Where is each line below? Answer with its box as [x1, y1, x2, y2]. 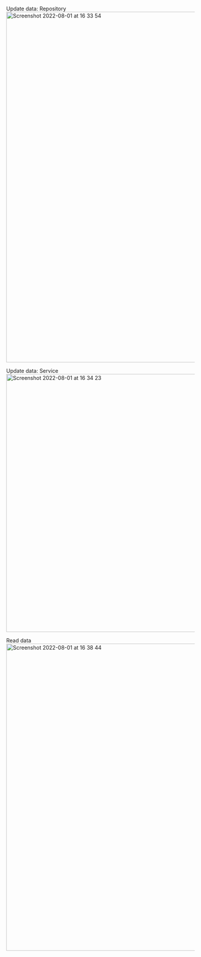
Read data [6, 637, 32, 644]
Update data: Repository [6, 5, 66, 12]
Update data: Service [6, 367, 59, 374]
